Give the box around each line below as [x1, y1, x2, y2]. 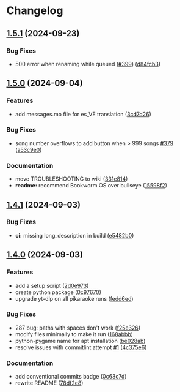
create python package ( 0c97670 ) [15, 288, 102, 296]
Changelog [6, 4, 63, 18]
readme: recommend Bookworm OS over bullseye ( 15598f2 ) [15, 182, 168, 189]
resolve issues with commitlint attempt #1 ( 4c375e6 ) [15, 344, 147, 351]
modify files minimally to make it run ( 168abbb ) [15, 330, 133, 337]
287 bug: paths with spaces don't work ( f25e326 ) [15, 324, 141, 331]
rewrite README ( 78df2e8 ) [15, 379, 84, 386]
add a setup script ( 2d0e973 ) [15, 282, 89, 289]
